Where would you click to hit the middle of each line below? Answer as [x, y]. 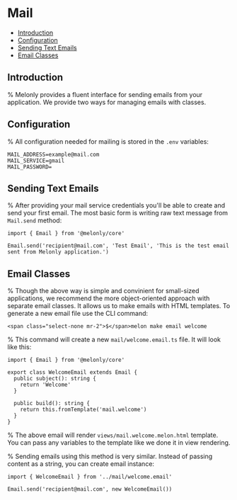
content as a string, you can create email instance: [81, 464]
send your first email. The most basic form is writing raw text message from [118, 213]
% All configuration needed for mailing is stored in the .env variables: [108, 141]
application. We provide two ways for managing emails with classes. [107, 102]
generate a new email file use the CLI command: [78, 314]
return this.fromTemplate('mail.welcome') [83, 410]
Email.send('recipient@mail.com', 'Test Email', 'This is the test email [118, 246]
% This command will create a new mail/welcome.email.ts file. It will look [114, 340]
